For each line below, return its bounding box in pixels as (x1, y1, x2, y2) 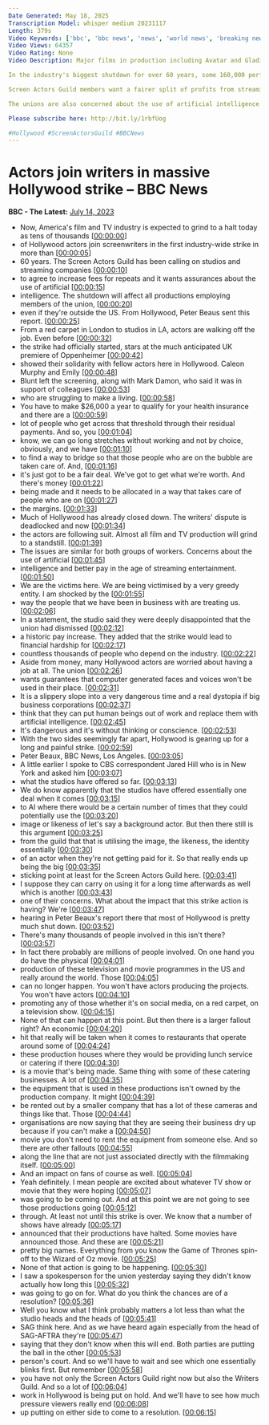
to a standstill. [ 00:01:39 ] (19, 538, 102, 548)
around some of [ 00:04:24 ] (19, 1041, 110, 1051)
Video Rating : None (8, 49, 74, 57)
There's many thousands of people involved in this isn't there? (19, 930, 226, 940)
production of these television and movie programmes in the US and (19, 964, 246, 974)
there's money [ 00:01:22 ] (19, 478, 104, 488)
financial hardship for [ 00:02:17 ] (19, 640, 126, 650)
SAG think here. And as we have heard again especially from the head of (19, 1322, 260, 1332)
